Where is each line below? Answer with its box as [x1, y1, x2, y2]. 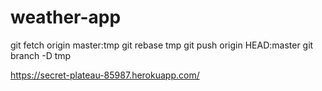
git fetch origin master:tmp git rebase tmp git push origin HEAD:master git [10, 39, 314, 51]
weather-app [10, 6, 122, 29]
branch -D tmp [10, 49, 72, 61]
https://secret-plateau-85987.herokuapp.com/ [10, 69, 200, 81]
